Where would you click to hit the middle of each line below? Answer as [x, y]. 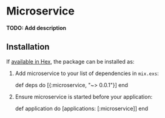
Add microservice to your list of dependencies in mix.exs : [87, 73]
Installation [28, 47]
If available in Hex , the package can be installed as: [70, 61]
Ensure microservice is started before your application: [84, 97]
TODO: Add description [36, 28]
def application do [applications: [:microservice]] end [82, 108]
